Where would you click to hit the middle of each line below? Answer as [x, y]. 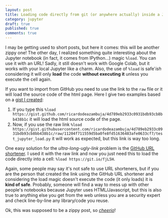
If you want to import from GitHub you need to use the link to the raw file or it [84, 89]
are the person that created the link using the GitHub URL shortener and [79, 174]
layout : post [19, 10]
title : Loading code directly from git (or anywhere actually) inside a [82, 15]
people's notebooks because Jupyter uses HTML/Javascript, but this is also [83, 190]
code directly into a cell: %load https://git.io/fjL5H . [60, 159]
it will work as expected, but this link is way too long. [106, 139]
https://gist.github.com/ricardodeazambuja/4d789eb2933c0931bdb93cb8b [87, 114]
